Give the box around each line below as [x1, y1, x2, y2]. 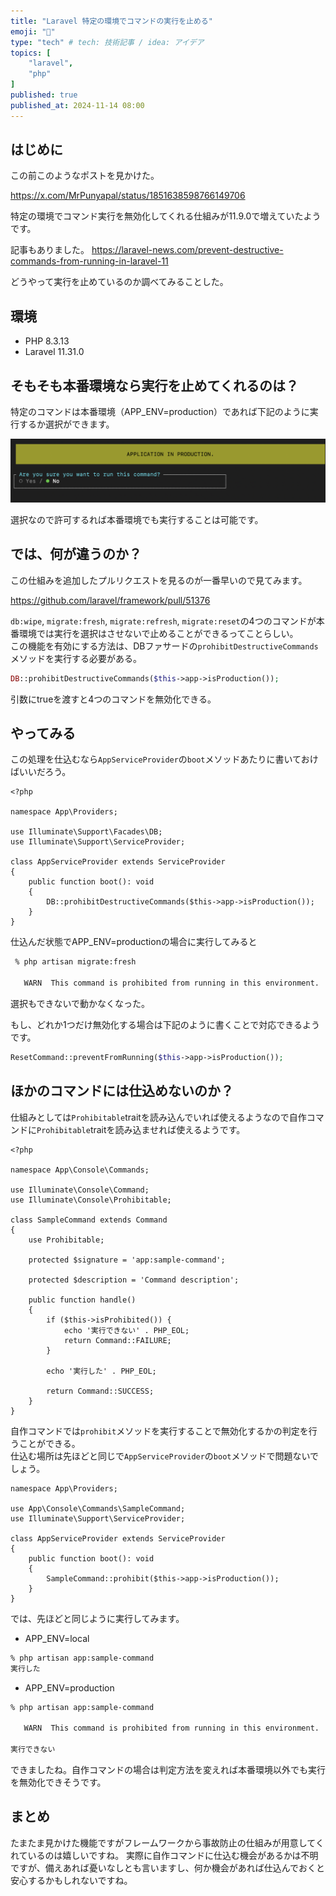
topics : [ [10, 48, 52, 58]
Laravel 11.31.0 [24, 346, 85, 358]
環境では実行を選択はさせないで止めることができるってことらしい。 [18, 627, 299, 639]
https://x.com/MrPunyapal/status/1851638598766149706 [10, 190, 246, 202]
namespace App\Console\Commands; [10, 1165, 150, 1175]
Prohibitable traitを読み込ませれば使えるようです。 [36, 1123, 246, 1135]
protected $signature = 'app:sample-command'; [28, 1255, 226, 1265]
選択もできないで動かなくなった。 [10, 998, 151, 1010]
